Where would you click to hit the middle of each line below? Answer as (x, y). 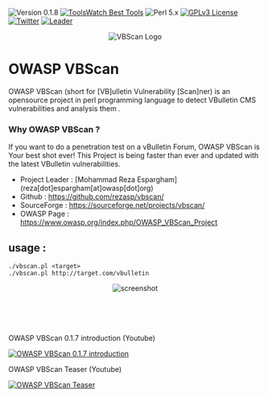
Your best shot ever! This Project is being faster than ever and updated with (134, 155)
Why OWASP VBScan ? (54, 129)
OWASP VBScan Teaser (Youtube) (65, 370)
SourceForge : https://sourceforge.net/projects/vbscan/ (112, 205)
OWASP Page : (45, 214)
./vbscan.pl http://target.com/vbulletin (79, 274)
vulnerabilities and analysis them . (64, 108)
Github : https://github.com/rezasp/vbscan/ (92, 196)
